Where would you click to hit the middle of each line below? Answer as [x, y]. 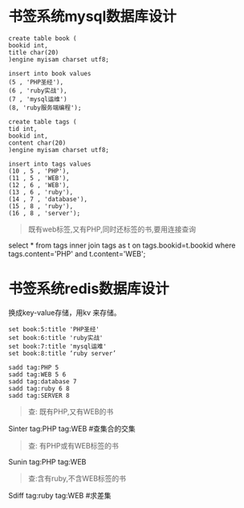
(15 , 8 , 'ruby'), [41, 206]
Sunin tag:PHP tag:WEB [47, 461]
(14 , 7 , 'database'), [48, 199]
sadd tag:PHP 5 [34, 367]
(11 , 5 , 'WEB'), [39, 178]
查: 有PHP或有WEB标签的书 [73, 445]
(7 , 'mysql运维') [38, 99]
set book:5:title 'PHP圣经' [54, 329]
